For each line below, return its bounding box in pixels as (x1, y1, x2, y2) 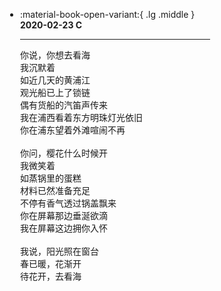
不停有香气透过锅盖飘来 (19, 197, 117, 209)
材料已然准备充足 (19, 185, 91, 196)
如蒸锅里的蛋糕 (19, 172, 82, 184)
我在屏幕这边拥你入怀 (19, 222, 108, 234)
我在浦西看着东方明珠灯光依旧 (19, 112, 143, 123)
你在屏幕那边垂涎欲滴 (19, 210, 108, 221)
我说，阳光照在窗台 (19, 245, 99, 257)
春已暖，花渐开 (19, 258, 82, 269)
